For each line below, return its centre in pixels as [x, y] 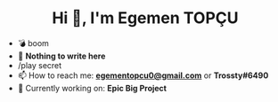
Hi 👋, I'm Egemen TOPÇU [145, 18]
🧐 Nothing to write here [61, 56]
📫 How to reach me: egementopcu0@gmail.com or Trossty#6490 [143, 75]
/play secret [40, 65]
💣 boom [33, 43]
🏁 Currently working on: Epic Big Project [92, 88]
